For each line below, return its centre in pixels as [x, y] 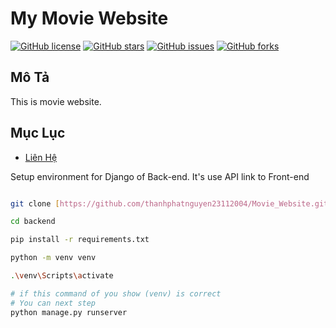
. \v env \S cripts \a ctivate [62, 276]
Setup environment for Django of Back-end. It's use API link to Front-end [160, 176]
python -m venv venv [53, 258]
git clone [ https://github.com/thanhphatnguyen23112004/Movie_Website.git [169, 203]
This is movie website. [56, 101]
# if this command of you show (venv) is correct [116, 293]
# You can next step [53, 303]
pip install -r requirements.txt [80, 240]
